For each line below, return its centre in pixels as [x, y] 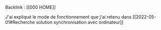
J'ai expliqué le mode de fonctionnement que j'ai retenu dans [68, 17]
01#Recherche [20, 22]
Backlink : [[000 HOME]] [31, 7]
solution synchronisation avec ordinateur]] [80, 22]
